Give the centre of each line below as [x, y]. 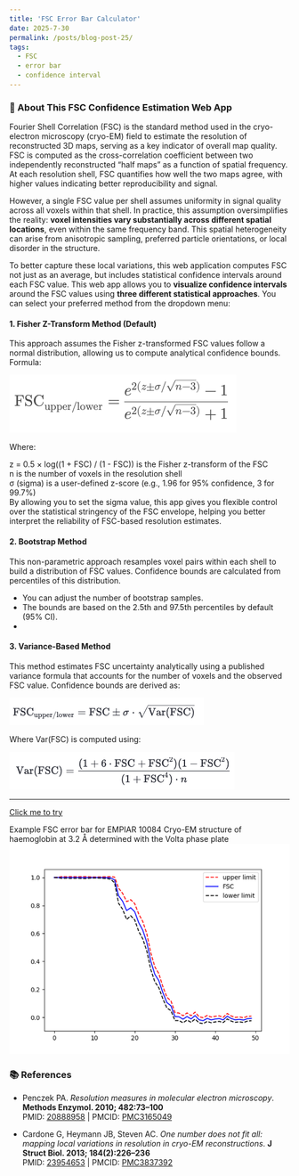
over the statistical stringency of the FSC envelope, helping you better [137, 511]
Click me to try [36, 812]
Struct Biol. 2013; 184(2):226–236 [86, 1153]
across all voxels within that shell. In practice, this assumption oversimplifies [149, 210]
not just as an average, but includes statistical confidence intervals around [145, 275]
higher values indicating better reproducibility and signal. [113, 184]
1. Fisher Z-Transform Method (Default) [83, 323]
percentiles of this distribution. [65, 580]
